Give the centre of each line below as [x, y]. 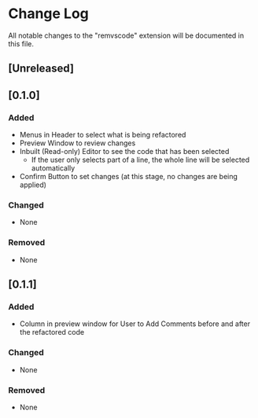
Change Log [48, 14]
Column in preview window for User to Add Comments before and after [135, 324]
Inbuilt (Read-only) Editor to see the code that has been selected [124, 152]
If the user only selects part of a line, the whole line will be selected [140, 160]
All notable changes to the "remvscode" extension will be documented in [126, 35]
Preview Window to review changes [77, 143]
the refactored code [52, 332]
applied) [33, 185]
